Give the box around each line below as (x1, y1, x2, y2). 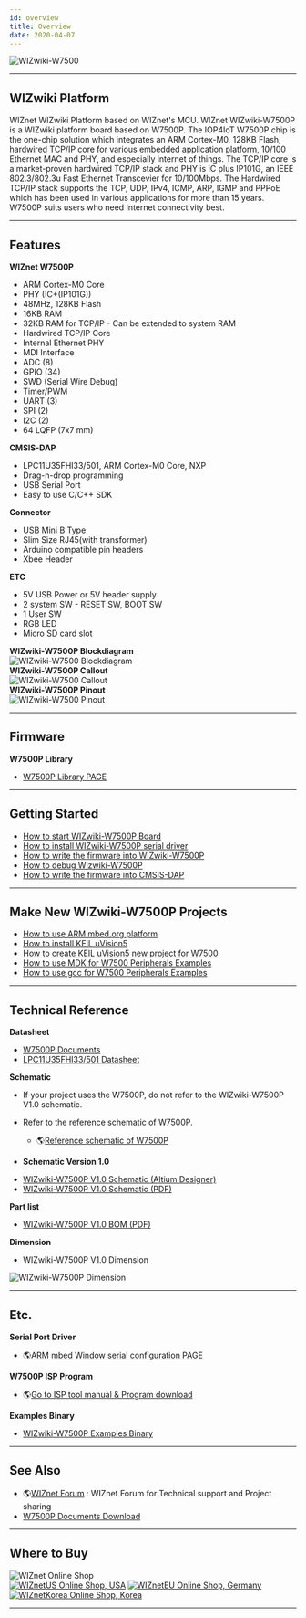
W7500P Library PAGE (22, 771, 107, 782)
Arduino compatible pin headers (22, 545, 144, 555)
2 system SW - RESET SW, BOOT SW (22, 599, 162, 609)
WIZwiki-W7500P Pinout (9, 684, 107, 695)
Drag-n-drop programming (22, 470, 124, 481)
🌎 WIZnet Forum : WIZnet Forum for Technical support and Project (22, 1487, 272, 1498)
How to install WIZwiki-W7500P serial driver (22, 840, 189, 851)
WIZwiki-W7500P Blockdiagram (9, 646, 134, 656)
